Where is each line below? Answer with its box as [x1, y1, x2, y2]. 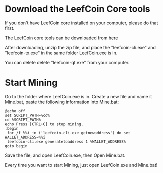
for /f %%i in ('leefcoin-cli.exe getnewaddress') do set [7, 130, 131, 135]
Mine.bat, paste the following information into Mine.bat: [5, 99, 119, 105]
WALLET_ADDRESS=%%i [5, 135, 46, 140]
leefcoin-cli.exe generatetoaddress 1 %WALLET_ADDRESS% [7, 139, 126, 144]
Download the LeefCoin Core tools [5, 3, 151, 15]
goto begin [5, 143, 28, 148]
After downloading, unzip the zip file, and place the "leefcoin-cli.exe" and [5, 44, 156, 50]
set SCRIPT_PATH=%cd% [5, 113, 50, 118]
